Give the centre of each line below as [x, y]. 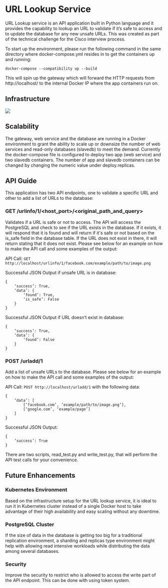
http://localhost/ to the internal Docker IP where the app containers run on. [82, 83]
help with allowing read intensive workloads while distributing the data [77, 546]
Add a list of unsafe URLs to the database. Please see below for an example [83, 372]
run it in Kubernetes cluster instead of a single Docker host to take [73, 506]
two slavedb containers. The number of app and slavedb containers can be [82, 160]
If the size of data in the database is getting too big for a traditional [74, 535]
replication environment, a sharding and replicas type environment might [80, 540]
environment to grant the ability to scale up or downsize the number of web [83, 144]
